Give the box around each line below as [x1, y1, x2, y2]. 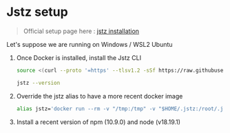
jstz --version [16, 79, 61, 86]
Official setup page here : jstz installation [23, 27, 139, 35]
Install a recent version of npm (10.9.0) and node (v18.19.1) [16, 118, 180, 126]
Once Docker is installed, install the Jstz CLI [16, 53, 142, 62]
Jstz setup [6, 4, 68, 20]
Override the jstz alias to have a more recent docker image [16, 92, 183, 100]
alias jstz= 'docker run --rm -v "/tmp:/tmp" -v [16, 105, 156, 112]
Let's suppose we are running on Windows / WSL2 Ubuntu [6, 40, 173, 48]
